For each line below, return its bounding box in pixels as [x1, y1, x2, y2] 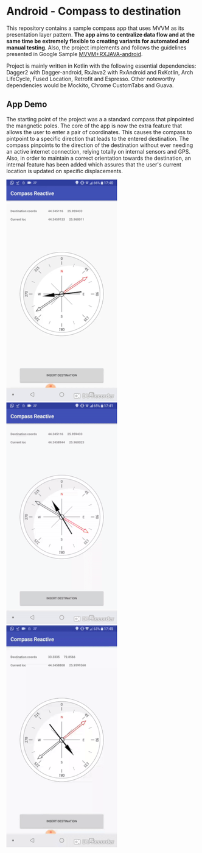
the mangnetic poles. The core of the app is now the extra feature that [6, 122, 183, 129]
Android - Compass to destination [6, 4, 181, 18]
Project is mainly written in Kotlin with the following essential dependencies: [6, 62, 197, 70]
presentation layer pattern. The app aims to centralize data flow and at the [6, 30, 195, 38]
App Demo [6, 99, 47, 110]
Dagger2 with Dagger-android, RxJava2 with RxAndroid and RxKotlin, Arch [6, 68, 193, 76]
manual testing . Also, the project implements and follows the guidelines [6, 44, 187, 51]
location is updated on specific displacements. [6, 167, 123, 174]
